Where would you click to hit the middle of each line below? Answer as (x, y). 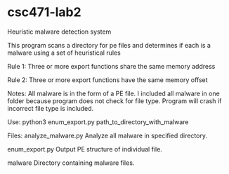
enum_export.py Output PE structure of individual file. (85, 149)
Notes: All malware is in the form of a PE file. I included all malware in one (113, 93)
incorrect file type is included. (51, 108)
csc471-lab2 (45, 12)
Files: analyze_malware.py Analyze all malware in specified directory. (107, 135)
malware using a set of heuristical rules (64, 53)
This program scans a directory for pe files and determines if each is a (109, 45)
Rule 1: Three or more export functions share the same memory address (111, 66)
